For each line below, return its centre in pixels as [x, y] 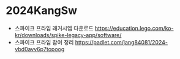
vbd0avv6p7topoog [39, 49]
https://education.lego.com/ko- [134, 28]
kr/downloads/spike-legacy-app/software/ [68, 35]
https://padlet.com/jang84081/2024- [121, 42]
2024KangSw [42, 11]
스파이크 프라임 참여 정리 [44, 42]
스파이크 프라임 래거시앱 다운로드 [54, 28]
